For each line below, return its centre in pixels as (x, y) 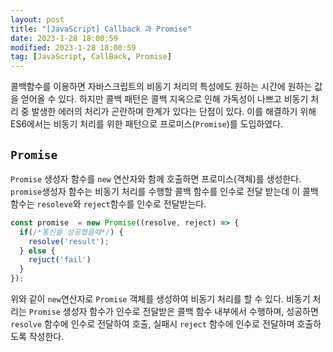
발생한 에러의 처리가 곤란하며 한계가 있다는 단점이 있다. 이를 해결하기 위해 (174, 112)
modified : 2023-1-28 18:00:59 (73, 47)
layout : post (37, 19)
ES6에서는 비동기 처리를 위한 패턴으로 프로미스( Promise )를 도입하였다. (147, 124)
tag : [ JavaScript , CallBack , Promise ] (91, 57)
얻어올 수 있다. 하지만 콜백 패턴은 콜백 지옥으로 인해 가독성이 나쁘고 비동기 (164, 99)
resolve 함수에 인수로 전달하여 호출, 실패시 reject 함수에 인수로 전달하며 (152, 324)
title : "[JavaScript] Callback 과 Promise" (101, 29)
